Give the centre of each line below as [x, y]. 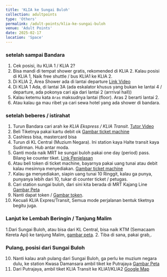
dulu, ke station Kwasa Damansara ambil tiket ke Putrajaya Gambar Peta [86, 264]
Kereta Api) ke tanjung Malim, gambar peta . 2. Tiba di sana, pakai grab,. [79, 235]
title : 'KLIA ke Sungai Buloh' [38, 10]
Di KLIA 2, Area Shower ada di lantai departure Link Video [72, 82]
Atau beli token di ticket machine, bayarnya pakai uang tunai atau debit [85, 163]
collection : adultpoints [31, 14]
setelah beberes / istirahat [38, 116]
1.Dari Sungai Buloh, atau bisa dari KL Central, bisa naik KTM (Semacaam [80, 229]
